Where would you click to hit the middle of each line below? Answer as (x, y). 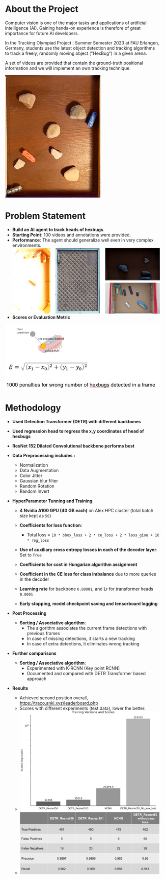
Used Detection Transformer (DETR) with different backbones (77, 421)
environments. (27, 245)
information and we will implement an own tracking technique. (68, 68)
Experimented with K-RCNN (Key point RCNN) (73, 668)
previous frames (43, 633)
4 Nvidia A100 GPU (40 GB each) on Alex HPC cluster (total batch (86, 510)
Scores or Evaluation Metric (41, 318)
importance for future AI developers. (42, 33)
